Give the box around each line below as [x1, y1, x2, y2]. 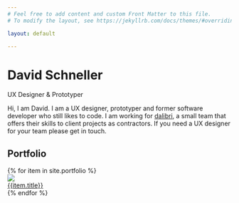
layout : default [7, 30, 55, 37]
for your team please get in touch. [7, 127, 107, 135]
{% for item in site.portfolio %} [7, 167, 97, 175]
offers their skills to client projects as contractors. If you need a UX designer [7, 119, 231, 128]
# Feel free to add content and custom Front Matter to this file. [7, 10, 212, 18]
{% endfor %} [7, 189, 48, 197]
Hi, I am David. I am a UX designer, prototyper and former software [7, 104, 203, 113]
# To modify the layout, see [7, 17, 94, 24]
